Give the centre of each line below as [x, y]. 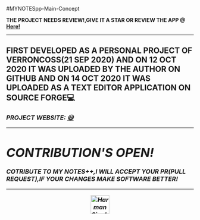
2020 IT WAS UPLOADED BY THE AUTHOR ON [93, 69]
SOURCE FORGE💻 [41, 98]
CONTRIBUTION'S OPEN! [80, 152]
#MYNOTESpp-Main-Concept [43, 9]
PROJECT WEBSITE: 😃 [40, 118]
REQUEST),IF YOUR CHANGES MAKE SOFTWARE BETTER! [92, 179]
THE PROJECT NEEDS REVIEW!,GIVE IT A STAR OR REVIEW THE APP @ [96, 20]
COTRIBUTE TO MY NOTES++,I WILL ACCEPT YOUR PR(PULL [96, 172]
